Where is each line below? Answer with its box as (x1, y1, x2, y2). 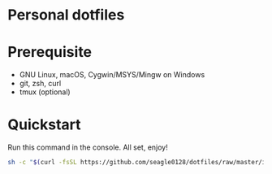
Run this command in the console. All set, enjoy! (7, 142, 168, 152)
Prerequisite (7, 43, 93, 62)
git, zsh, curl (19, 79, 62, 89)
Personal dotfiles (7, 6, 125, 24)
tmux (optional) (19, 87, 71, 97)
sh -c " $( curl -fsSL (7, 159, 78, 167)
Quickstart (7, 115, 82, 134)
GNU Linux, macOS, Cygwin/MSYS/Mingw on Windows (19, 70, 205, 80)
